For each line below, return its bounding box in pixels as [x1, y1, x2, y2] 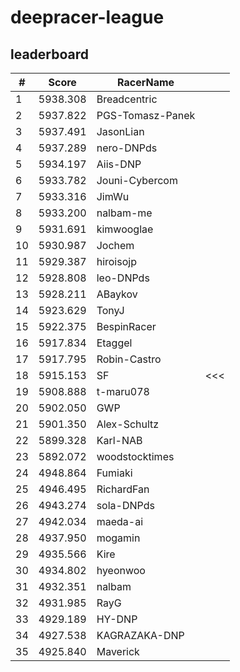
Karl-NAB [96, 434, 143, 447]
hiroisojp [96, 255, 137, 268]
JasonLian [96, 125, 145, 138]
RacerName [117, 76, 175, 89]
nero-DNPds [96, 141, 158, 155]
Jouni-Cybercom [96, 174, 178, 187]
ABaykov [96, 287, 138, 301]
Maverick [96, 645, 140, 658]
